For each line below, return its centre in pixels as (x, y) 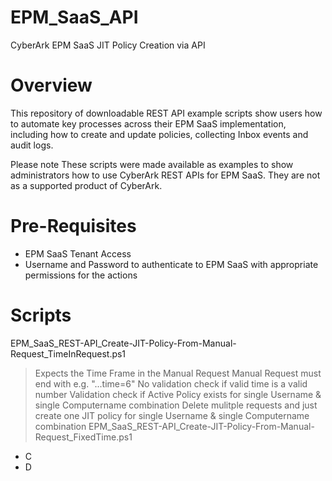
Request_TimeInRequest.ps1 (68, 353)
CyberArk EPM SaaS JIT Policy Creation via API (108, 45)
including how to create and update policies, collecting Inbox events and (159, 134)
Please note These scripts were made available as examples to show (152, 164)
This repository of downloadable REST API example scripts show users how (166, 113)
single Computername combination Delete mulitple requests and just (176, 405)
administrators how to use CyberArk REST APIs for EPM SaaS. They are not (165, 175)
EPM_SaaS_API (74, 17)
